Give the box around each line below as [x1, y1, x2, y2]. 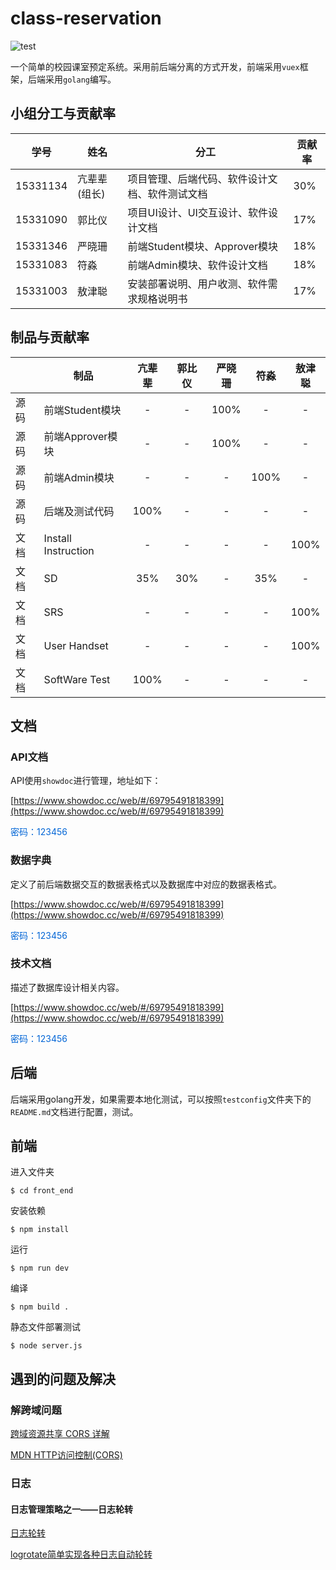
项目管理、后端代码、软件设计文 [127, 172, 278, 186]
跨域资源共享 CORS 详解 [10, 1428, 110, 1440]
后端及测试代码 [43, 504, 115, 518]
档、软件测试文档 [127, 187, 208, 201]
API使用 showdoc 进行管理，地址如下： [10, 775, 162, 787]
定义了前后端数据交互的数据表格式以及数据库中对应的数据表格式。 [10, 878, 282, 890]
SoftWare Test [43, 672, 111, 686]
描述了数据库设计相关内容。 [10, 981, 125, 993]
